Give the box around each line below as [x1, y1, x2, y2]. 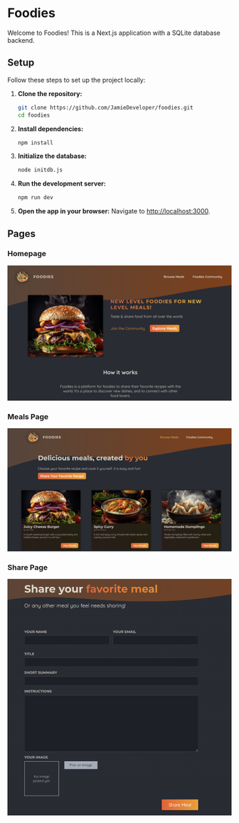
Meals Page [7, 411, 49, 421]
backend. [7, 36, 35, 44]
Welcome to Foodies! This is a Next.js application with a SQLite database [7, 28, 221, 37]
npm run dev [17, 194, 53, 201]
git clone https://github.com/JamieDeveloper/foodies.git [17, 104, 193, 111]
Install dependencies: [17, 124, 84, 133]
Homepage [7, 249, 46, 259]
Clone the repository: [17, 89, 83, 97]
